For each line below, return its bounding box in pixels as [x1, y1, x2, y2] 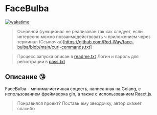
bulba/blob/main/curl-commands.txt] [17, 44, 92, 50]
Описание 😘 [5, 73, 46, 81]
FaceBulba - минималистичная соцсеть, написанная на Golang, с [5, 86, 141, 92]
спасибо [17, 105, 35, 111]
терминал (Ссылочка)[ [17, 38, 65, 44]
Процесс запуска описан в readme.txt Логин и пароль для [17, 53, 139, 59]
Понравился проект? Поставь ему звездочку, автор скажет [17, 100, 142, 106]
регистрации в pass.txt [17, 58, 65, 64]
